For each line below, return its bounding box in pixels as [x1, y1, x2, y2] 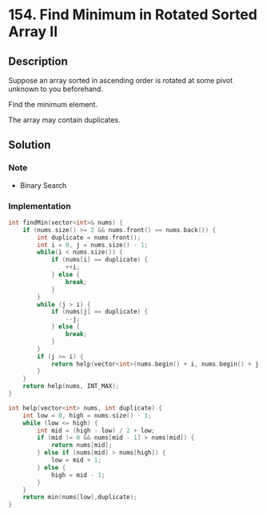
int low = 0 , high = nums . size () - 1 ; [22, 411, 152, 419]
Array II [8, 22, 58, 41]
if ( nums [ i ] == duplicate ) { [50, 256, 149, 264]
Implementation [8, 200, 72, 211]
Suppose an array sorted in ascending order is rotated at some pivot [8, 76, 233, 85]
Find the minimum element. [8, 100, 98, 109]
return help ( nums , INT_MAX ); [22, 382, 120, 390]
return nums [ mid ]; [50, 442, 113, 450]
